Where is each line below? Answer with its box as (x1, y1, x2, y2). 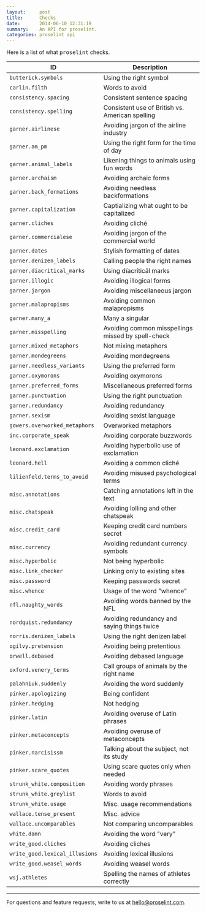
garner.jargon (9, 287, 51, 294)
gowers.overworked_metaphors (9, 422, 94, 429)
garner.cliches (9, 220, 54, 227)
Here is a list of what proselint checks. (6, 48, 110, 56)
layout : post (6, 9, 51, 15)
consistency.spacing (9, 94, 69, 101)
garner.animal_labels (9, 161, 72, 168)
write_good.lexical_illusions (9, 850, 98, 857)
